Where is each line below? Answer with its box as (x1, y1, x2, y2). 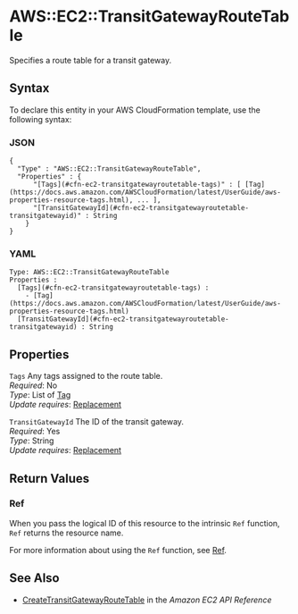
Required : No (9, 380, 58, 391)
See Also (9, 570, 60, 586)
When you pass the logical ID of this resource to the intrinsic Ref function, (9, 517, 280, 528)
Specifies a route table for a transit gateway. (9, 55, 172, 65)
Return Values (9, 471, 90, 486)
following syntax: (9, 114, 72, 124)
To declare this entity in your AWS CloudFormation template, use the (9, 105, 261, 115)
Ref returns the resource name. (9, 527, 124, 538)
